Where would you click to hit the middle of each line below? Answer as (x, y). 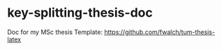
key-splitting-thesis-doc (80, 13)
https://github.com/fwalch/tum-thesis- (160, 32)
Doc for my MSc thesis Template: (55, 32)
